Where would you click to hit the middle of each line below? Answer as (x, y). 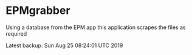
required (16, 33)
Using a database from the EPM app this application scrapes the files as (96, 27)
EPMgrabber (38, 11)
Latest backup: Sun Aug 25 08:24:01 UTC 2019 (64, 45)
